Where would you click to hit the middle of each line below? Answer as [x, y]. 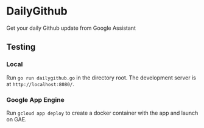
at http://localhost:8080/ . [40, 84]
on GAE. [16, 119]
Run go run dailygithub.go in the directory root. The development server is [101, 78]
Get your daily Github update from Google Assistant [71, 28]
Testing [21, 47]
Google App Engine [36, 99]
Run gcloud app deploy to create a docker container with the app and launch [102, 113]
